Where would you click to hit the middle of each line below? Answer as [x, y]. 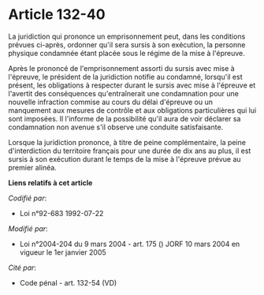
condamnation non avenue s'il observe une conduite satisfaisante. [116, 127]
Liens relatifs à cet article [50, 182]
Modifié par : [28, 228]
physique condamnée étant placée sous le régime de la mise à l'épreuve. [127, 53]
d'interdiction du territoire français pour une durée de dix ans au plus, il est [130, 151]
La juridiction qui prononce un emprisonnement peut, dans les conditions [127, 36]
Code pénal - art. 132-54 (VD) [68, 282]
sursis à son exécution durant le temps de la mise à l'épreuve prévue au [125, 159]
